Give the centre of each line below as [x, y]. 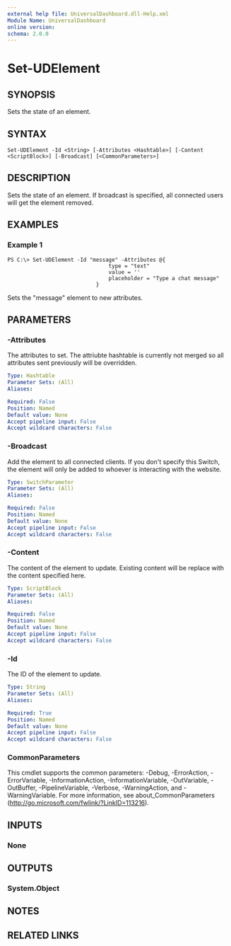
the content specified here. [47, 575]
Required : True [30, 713]
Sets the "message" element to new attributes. [75, 297]
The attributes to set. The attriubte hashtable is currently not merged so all [115, 355]
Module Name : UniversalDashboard [57, 21]
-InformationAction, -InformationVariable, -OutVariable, [129, 780]
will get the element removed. [51, 202]
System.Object [34, 889]
